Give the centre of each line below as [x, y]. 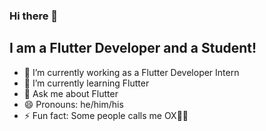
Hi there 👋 [34, 16]
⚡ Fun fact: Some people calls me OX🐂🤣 [106, 115]
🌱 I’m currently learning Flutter [86, 83]
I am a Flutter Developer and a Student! [133, 48]
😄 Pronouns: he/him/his [73, 104]
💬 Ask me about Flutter [71, 93]
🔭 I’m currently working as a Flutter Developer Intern [131, 72]
